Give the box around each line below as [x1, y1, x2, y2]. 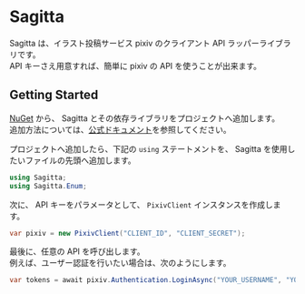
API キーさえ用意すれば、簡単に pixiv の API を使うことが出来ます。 [9, 60, 261, 71]
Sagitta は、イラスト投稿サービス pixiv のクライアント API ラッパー [9, 37, 260, 48]
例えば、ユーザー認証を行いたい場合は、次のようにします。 [9, 258, 231, 269]
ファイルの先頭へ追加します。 [25, 155, 136, 166]
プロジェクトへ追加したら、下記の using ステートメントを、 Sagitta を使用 [9, 143, 288, 154]
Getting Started [9, 87, 99, 103]
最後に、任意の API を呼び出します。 [9, 246, 145, 257]
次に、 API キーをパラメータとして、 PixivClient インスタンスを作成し [9, 198, 274, 210]
